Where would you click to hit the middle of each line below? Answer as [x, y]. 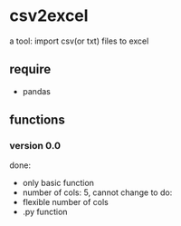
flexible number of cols [65, 202]
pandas [37, 91]
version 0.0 [35, 146]
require [30, 69]
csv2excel [49, 16]
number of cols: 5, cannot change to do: [97, 192]
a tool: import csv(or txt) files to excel [79, 41]
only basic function [58, 183]
